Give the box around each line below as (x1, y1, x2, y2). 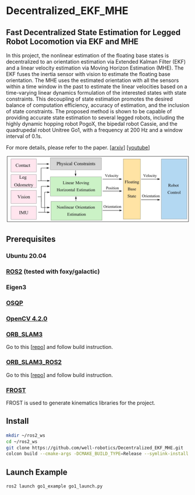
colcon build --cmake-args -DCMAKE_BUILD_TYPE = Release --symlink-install (6, 451, 189, 457)
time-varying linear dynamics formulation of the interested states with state (6, 89, 187, 96)
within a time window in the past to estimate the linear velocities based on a (6, 83, 187, 90)
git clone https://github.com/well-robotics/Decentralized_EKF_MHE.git (6, 445, 183, 451)
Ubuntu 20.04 (6, 252, 47, 260)
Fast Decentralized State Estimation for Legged (6, 27, 181, 37)
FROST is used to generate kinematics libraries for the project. (6, 399, 155, 406)
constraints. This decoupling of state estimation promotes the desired (6, 95, 173, 102)
